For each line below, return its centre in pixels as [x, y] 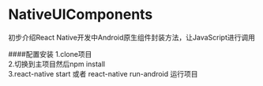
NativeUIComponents [81, 15]
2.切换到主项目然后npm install [56, 64]
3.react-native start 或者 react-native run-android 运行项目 [103, 73]
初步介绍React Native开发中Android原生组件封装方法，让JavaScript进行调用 [131, 37]
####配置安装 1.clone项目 [50, 54]
